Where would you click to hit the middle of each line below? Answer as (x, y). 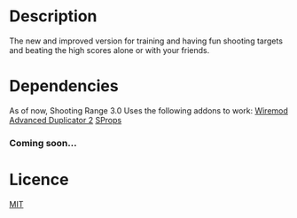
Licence (39, 179)
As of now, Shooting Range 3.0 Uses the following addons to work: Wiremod (148, 110)
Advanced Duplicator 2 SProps (66, 120)
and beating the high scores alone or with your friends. (109, 50)
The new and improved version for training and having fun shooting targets (146, 41)
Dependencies (64, 86)
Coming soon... (43, 143)
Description (53, 16)
